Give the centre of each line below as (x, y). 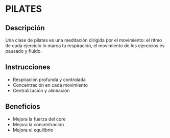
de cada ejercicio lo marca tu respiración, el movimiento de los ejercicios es (85, 46)
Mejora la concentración (38, 124)
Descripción (25, 28)
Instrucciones (28, 67)
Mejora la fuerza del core (39, 119)
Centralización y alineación (41, 90)
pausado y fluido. (24, 51)
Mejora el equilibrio (33, 130)
